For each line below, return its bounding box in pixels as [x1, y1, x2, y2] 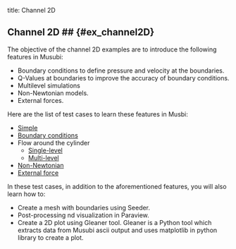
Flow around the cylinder [17, 138, 90, 147]
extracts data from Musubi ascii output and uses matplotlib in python [17, 226, 218, 234]
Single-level [27, 146, 63, 154]
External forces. [17, 96, 64, 104]
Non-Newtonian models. [17, 88, 89, 97]
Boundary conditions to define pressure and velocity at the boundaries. [17, 66, 225, 75]
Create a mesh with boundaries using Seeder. [17, 203, 150, 212]
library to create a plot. [17, 233, 84, 242]
